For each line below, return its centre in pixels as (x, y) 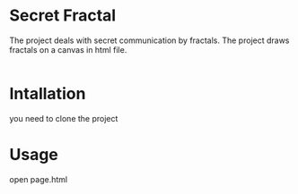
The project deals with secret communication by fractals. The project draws (149, 40)
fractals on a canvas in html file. (68, 49)
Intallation (48, 94)
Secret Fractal (63, 16)
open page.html (39, 179)
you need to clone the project (64, 118)
